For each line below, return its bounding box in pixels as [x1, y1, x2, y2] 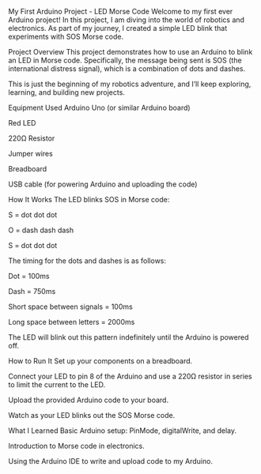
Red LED [8, 118, 36, 127]
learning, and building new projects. [8, 88, 125, 97]
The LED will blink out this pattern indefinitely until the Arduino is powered [8, 333, 249, 342]
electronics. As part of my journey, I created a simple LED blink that [8, 24, 228, 32]
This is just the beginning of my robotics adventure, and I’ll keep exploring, [8, 79, 252, 88]
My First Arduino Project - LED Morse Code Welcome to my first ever [8, 7, 233, 16]
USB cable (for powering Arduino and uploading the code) [8, 179, 198, 189]
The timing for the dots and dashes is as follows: [8, 256, 167, 265]
